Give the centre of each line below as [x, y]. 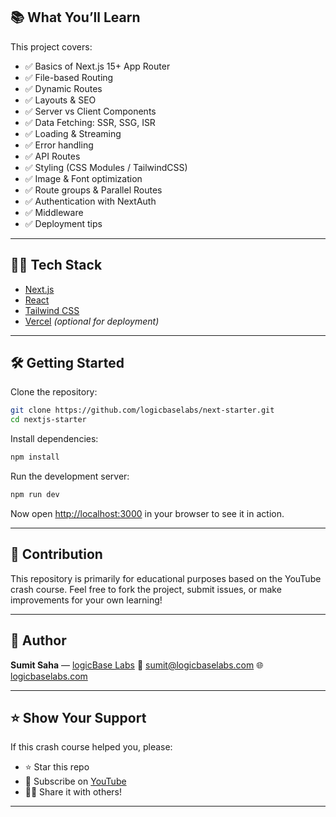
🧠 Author [38, 640]
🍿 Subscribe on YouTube [75, 781]
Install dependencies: [54, 439]
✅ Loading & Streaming [73, 133]
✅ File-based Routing [69, 77]
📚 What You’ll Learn [75, 17]
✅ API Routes [52, 156]
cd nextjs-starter [48, 420]
